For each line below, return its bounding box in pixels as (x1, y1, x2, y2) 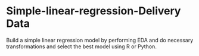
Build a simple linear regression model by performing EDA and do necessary (6, 36, 194, 43)
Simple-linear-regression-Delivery (6, 4, 181, 18)
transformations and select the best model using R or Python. (6, 43, 157, 50)
